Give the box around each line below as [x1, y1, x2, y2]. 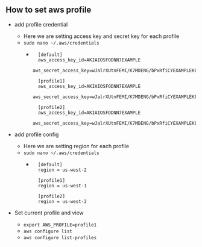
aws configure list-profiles [23, 234, 97, 240]
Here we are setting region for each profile [23, 142, 130, 149]
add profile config [14, 131, 59, 138]
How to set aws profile [5, 5, 92, 15]
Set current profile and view [14, 209, 84, 216]
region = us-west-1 [37, 183, 87, 189]
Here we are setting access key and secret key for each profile [23, 33, 180, 40]
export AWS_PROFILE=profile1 [23, 222, 97, 228]
